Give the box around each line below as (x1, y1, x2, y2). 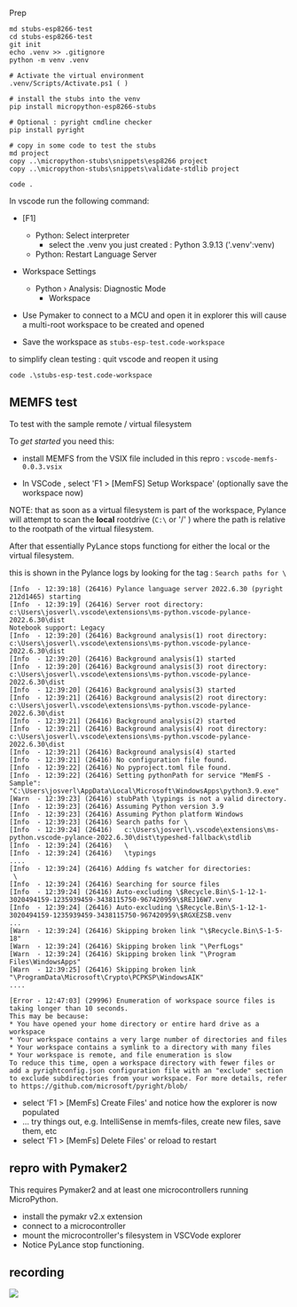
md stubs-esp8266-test (9, 25, 93, 34)
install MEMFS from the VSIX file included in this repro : (21, 453, 224, 463)
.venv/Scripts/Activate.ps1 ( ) (9, 79, 129, 88)
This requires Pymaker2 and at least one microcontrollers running (9, 1184, 249, 1195)
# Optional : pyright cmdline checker (9, 118, 152, 127)
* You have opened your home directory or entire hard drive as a (9, 1019, 260, 1028)
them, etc (21, 1125, 58, 1136)
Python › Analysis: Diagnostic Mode (35, 283, 167, 294)
